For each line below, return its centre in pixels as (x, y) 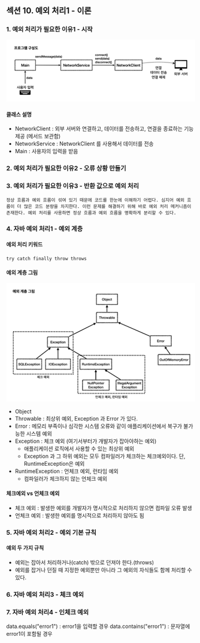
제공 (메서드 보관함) (38, 136)
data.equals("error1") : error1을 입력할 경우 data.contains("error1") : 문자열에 (98, 626)
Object (23, 411)
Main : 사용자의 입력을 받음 (46, 151)
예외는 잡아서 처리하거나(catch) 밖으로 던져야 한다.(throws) (84, 562)
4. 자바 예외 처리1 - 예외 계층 (44, 229)
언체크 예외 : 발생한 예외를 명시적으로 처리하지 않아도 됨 (80, 515)
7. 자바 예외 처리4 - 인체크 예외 (47, 612)
